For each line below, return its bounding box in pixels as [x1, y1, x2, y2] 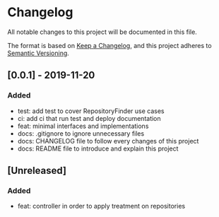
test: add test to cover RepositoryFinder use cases [17, 107, 165, 115]
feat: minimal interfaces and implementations [17, 122, 149, 130]
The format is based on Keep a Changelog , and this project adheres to [7, 41, 212, 49]
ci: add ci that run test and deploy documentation [17, 114, 161, 122]
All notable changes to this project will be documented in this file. [7, 28, 198, 36]
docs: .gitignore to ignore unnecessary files [17, 129, 145, 138]
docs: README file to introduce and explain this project [17, 144, 179, 153]
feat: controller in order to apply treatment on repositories [17, 202, 186, 211]
